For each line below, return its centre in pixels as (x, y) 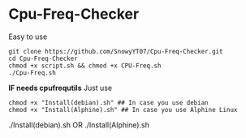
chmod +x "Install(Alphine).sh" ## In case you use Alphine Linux (123, 110)
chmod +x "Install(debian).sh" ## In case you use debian (108, 102)
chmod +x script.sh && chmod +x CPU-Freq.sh (85, 66)
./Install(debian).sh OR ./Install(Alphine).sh (79, 125)
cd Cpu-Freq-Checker (43, 58)
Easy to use (28, 37)
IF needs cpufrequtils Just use (60, 88)
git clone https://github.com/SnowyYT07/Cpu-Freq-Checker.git (116, 51)
